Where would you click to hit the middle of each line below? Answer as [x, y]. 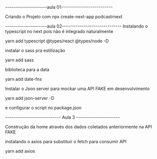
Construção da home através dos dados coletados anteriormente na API [78, 127]
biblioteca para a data [27, 69]
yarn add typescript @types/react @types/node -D [57, 41]
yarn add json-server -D [30, 98]
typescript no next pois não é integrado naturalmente [59, 31]
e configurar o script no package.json [43, 108]
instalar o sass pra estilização [35, 50]
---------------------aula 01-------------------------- [59, 7]
